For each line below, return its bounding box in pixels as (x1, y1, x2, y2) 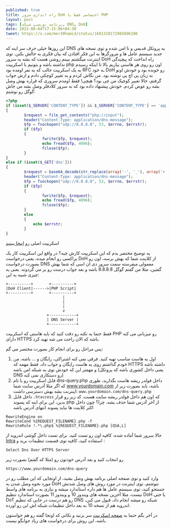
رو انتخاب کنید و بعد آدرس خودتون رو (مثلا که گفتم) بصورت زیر (6, 457, 124, 463)
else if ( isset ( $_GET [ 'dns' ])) (6, 160, 72, 165)
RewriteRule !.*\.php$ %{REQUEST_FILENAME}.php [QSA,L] (6, 424, 126, 429)
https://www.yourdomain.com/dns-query (6, 466, 88, 471)
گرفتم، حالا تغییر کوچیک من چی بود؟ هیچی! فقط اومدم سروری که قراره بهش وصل (6, 77, 162, 84)
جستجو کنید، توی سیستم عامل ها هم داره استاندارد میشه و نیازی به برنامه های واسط (6, 486, 165, 492)
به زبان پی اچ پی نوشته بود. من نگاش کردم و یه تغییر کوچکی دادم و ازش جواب (6, 72, 153, 78)
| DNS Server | (46, 317, 79, 323)
